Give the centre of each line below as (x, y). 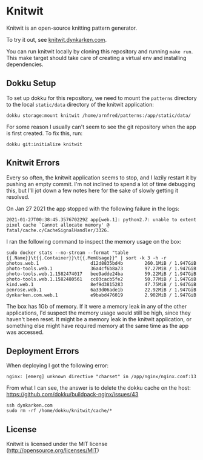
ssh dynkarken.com (29, 405)
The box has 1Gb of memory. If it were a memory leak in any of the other (97, 306)
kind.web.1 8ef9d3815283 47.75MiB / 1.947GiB (101, 284)
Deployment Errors (43, 351)
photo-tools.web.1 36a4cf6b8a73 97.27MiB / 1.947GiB (101, 268)
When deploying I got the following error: (58, 365)
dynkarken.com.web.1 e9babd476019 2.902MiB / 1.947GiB (101, 295)
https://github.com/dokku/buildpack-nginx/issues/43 (72, 395)
